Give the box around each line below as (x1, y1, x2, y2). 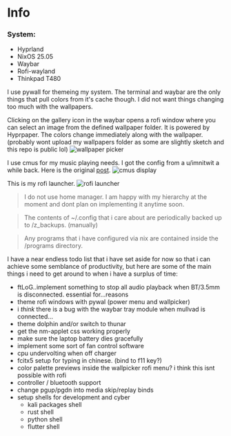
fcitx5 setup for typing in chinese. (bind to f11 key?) (17, 357, 162, 365)
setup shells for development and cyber (17, 393, 131, 401)
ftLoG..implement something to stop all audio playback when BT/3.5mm (17, 283, 221, 292)
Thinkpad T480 (17, 75, 61, 83)
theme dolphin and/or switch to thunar (17, 320, 126, 328)
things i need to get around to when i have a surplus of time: (7, 269, 178, 278)
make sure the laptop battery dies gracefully (17, 334, 143, 343)
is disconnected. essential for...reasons (17, 290, 129, 298)
